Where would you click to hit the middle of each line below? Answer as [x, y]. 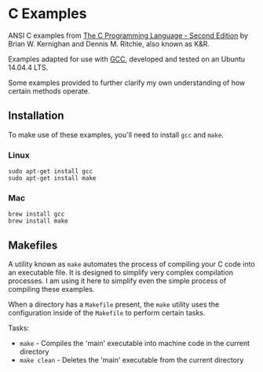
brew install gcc [37, 214]
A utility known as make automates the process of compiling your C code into [131, 264]
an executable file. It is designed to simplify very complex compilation [121, 273]
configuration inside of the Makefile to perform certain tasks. [107, 313]
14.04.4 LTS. [28, 67]
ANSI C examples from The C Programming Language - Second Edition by [128, 35]
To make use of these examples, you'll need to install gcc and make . [116, 134]
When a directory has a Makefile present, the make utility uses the [114, 304]
